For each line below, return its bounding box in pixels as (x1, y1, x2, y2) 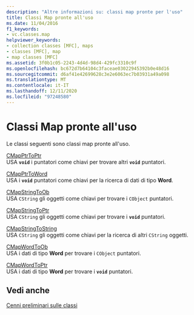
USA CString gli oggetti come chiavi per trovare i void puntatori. (6, 213, 166, 220)
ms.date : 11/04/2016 (6, 20, 59, 26)
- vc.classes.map (6, 32, 50, 38)
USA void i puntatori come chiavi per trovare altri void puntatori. (6, 158, 166, 165)
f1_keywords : (6, 26, 39, 32)
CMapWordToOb (6, 243, 48, 250)
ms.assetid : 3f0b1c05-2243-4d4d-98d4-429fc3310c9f (6, 60, 137, 66)
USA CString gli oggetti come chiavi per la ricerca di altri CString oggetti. (6, 231, 189, 238)
